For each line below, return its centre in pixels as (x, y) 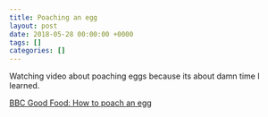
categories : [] (38, 51)
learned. (25, 86)
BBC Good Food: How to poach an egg (80, 103)
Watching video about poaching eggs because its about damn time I (135, 76)
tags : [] (25, 42)
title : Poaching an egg (54, 17)
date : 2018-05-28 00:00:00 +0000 (71, 34)
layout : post (33, 26)
